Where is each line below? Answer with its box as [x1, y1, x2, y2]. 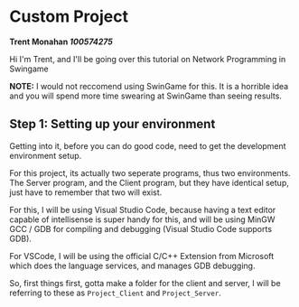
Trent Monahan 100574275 [9, 36, 113, 47]
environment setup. [9, 150, 82, 161]
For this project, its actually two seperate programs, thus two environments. [9, 167, 291, 178]
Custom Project [9, 6, 129, 27]
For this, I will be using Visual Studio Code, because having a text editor [9, 204, 276, 215]
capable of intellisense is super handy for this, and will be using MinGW [9, 214, 276, 225]
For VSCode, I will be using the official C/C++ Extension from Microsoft [9, 250, 275, 261]
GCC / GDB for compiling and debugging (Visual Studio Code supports [9, 223, 273, 234]
